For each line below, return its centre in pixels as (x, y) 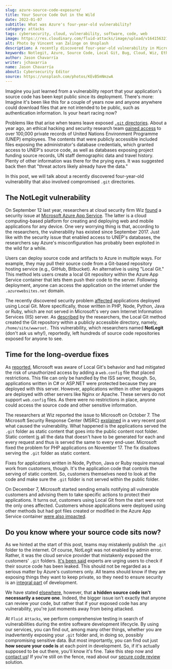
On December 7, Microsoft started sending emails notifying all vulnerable (82, 489)
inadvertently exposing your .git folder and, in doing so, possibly (74, 635)
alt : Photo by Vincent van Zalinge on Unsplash (57, 43)
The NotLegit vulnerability (48, 198)
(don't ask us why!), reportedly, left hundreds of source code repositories (83, 333)
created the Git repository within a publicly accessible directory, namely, (81, 322)
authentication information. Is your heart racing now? (61, 113)
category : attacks (25, 29)
